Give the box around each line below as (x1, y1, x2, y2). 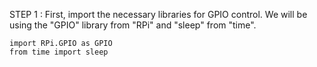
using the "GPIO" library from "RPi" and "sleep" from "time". (9, 19, 257, 31)
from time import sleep (9, 47, 109, 57)
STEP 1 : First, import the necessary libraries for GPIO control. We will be (9, 9, 308, 20)
